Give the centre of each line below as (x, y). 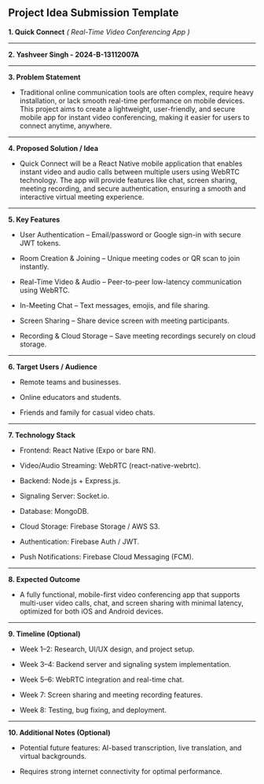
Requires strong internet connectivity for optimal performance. (121, 771)
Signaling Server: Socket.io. (64, 496)
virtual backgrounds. (53, 756)
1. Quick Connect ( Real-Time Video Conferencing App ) (99, 31)
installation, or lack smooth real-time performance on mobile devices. (132, 101)
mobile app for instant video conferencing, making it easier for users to (134, 117)
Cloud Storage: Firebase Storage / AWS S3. (90, 526)
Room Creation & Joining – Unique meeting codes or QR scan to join (130, 258)
